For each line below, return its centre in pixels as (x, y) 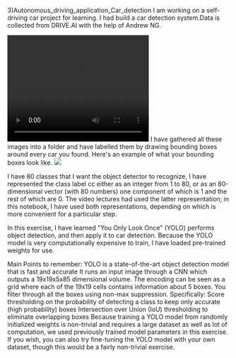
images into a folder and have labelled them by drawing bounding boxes (112, 147)
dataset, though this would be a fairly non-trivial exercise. (91, 347)
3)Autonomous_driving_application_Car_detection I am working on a (106, 10)
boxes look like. (30, 163)
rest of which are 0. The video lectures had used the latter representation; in (118, 199)
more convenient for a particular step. (63, 214)
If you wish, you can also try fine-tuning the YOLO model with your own (111, 339)
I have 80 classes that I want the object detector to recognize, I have (107, 176)
